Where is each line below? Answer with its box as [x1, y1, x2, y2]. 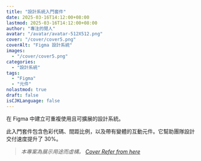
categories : [6, 59, 36, 65]
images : [6, 48, 26, 54]
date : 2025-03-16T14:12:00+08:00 [6, 14, 90, 20]
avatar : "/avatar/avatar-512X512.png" [6, 31, 103, 37]
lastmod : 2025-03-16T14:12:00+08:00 [6, 20, 98, 26]
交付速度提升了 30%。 [6, 135, 62, 142]
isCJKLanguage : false [6, 98, 60, 104]
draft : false [6, 92, 39, 98]
